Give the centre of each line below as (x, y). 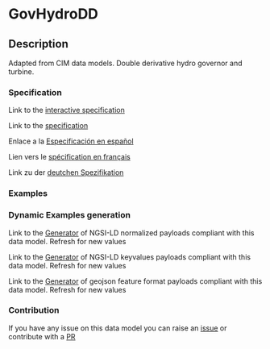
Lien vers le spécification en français (69, 157)
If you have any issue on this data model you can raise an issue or (118, 328)
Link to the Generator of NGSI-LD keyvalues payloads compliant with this (130, 257)
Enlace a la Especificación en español (71, 141)
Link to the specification (48, 126)
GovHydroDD (54, 14)
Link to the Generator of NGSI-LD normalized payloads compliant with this (131, 233)
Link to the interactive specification (66, 110)
